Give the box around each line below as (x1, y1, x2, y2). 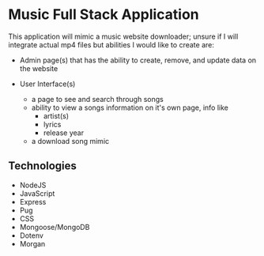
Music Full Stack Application (8, 6, 199, 24)
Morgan (19, 239, 46, 248)
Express (19, 197, 47, 206)
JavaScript (19, 188, 55, 198)
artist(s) (43, 111, 70, 120)
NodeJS (19, 180, 47, 190)
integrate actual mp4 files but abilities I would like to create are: (8, 40, 215, 49)
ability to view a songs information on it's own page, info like (31, 103, 229, 112)
